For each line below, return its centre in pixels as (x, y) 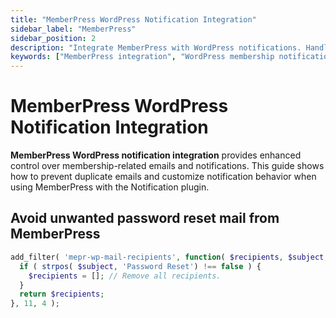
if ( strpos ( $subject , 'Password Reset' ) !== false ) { (140, 266)
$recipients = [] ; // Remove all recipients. (125, 276)
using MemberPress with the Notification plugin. (110, 187)
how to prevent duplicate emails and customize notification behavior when (163, 177)
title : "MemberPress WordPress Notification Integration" (133, 19)
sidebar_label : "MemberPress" (73, 29)
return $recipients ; (62, 294)
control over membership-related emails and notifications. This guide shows (167, 166)
